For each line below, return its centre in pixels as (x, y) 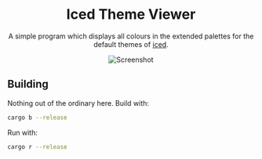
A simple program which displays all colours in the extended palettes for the (131, 36)
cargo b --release (37, 117)
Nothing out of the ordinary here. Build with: (78, 103)
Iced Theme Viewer (131, 14)
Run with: (23, 132)
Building (28, 84)
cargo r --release (37, 146)
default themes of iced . (131, 44)
